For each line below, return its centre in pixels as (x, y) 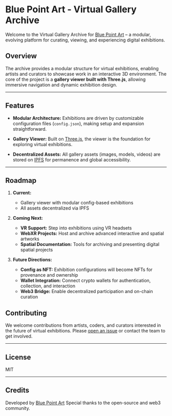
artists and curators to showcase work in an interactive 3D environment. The (86, 74)
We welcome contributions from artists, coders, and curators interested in (83, 325)
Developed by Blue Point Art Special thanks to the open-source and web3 (83, 403)
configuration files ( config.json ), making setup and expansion (78, 123)
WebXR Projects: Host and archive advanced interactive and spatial (92, 234)
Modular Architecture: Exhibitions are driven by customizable (78, 118)
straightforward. (30, 129)
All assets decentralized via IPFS (55, 208)
